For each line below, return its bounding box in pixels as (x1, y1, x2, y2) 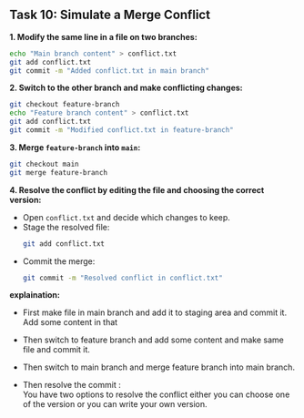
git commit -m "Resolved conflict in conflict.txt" (22, 273, 223, 282)
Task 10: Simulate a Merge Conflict (9, 7, 211, 23)
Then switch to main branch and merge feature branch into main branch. (22, 362, 296, 372)
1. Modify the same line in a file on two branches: (9, 31, 198, 42)
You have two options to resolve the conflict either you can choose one (22, 389, 290, 400)
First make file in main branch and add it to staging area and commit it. (22, 307, 288, 318)
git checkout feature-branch (9, 100, 120, 109)
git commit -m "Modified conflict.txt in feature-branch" (9, 126, 234, 135)
